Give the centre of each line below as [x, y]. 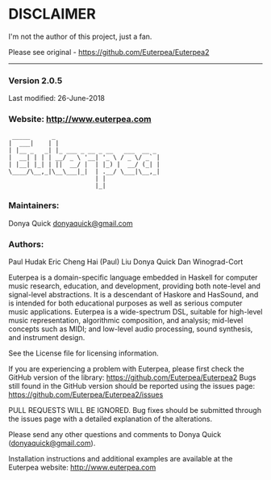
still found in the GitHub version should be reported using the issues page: [132, 386]
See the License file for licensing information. [83, 353]
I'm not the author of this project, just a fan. [80, 36]
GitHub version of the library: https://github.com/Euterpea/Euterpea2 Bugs [132, 377]
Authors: [26, 244]
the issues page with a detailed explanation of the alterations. [110, 419]
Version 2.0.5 [35, 80]
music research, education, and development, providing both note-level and [134, 286]
